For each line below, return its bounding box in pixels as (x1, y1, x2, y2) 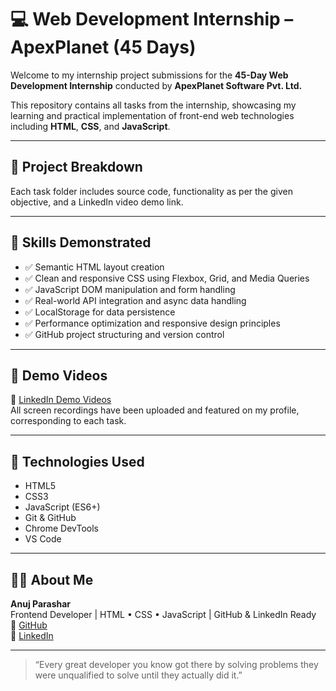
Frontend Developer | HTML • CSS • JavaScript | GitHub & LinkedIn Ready (10, 609, 317, 620)
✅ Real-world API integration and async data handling (24, 294, 247, 306)
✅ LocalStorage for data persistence (24, 306, 176, 318)
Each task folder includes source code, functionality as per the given (10, 185, 293, 197)
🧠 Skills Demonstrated (10, 234, 152, 251)
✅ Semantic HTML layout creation (24, 261, 165, 273)
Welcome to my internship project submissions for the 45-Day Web (10, 69, 289, 81)
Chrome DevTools (24, 522, 99, 535)
